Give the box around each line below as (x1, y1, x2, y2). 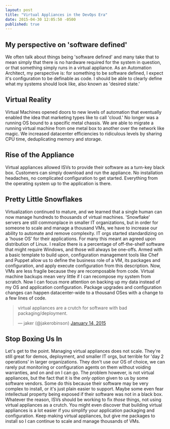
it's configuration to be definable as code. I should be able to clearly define (5, 76, 162, 82)
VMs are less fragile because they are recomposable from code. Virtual (5, 268, 155, 274)
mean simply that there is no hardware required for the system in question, (5, 59, 161, 65)
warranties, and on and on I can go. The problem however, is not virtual (5, 370, 155, 376)
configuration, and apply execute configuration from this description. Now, (5, 262, 161, 269)
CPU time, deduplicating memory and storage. (5, 136, 103, 142)
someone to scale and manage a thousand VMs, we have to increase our (5, 224, 158, 231)
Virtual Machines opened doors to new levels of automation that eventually (5, 109, 162, 115)
